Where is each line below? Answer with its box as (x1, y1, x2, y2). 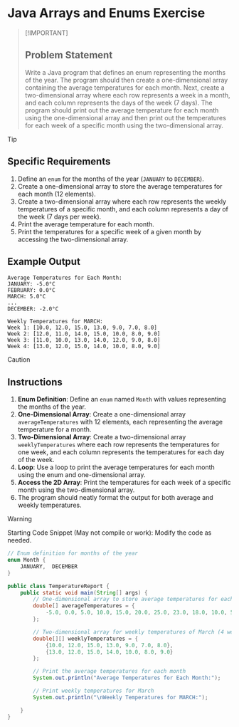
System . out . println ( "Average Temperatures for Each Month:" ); (33, 674, 221, 681)
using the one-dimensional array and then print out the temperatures (24, 113, 226, 122)
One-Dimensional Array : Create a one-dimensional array (17, 410, 186, 419)
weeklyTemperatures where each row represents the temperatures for (17, 440, 220, 449)
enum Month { (7, 557, 46, 564)
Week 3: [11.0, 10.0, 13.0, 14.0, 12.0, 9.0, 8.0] (7, 337, 161, 344)
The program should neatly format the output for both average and (17, 493, 213, 502)
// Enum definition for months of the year (7, 550, 139, 557)
